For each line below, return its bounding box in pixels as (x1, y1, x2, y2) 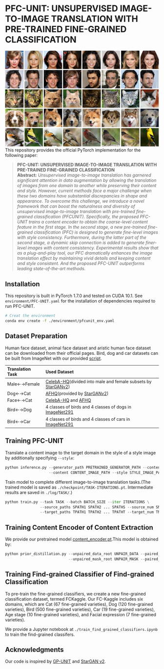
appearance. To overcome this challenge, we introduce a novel (17, 198, 144, 204)
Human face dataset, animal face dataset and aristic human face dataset (5, 345, 151, 351)
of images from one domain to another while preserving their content (17, 183, 157, 189)
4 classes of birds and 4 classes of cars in (45, 416, 130, 422)
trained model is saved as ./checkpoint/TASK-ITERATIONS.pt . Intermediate (5, 484, 153, 490)
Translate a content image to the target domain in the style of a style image (5, 450, 156, 455)
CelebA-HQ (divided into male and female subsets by (45, 378, 152, 384)
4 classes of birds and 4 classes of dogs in (45, 404, 132, 410)
